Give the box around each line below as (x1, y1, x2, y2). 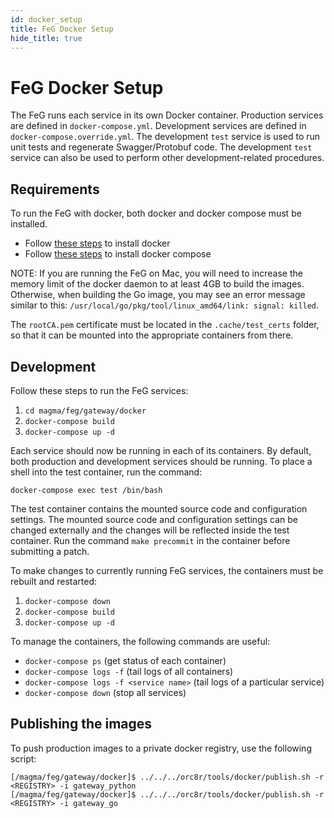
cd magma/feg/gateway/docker (24, 406, 147, 416)
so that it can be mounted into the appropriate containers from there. (10, 329, 294, 341)
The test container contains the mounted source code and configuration (10, 502, 308, 515)
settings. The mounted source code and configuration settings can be (10, 513, 298, 525)
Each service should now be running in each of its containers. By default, (10, 444, 312, 456)
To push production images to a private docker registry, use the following (10, 742, 312, 754)
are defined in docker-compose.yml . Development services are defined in (10, 120, 307, 132)
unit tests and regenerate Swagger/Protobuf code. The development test (10, 141, 313, 153)
